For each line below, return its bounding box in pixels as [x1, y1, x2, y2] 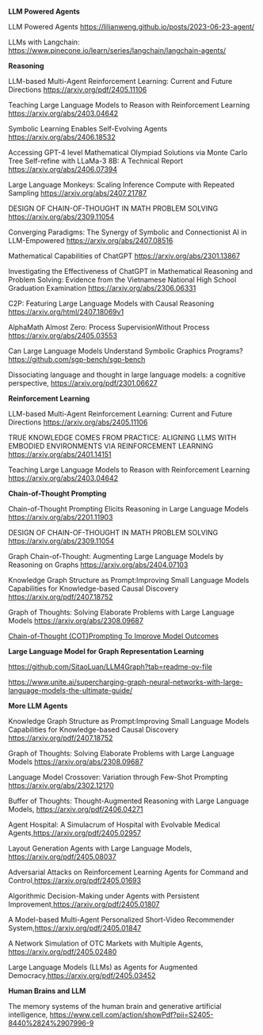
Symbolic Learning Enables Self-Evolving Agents [8, 124, 168, 133]
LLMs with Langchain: [8, 37, 80, 47]
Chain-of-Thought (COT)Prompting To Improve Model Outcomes [8, 631, 219, 641]
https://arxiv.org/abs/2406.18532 [8, 132, 116, 142]
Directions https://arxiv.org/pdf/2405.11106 [8, 85, 147, 94]
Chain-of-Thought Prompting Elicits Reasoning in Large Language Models [8, 504, 250, 513]
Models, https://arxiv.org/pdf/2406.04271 [8, 805, 143, 814]
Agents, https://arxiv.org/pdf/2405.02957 [8, 828, 141, 838]
